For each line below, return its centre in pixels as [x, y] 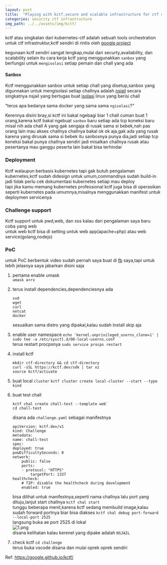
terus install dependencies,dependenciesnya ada [63, 289]
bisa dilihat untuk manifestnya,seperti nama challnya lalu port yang [81, 497]
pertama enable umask [36, 275]
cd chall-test [27, 408]
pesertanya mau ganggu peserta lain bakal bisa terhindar [64, 147]
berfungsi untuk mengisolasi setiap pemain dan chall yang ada [69, 63]
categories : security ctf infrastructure [49, 19]
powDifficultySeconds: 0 [38, 453]
